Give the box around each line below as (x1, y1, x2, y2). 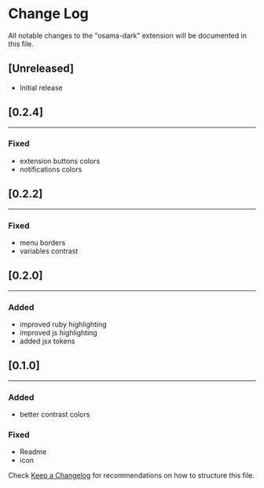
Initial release (19, 83, 63, 92)
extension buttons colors (19, 156, 101, 165)
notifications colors (19, 165, 82, 174)
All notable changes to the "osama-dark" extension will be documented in (8, 31, 247, 40)
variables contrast (19, 246, 79, 256)
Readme (19, 447, 47, 457)
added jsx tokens (19, 336, 75, 346)
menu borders (19, 238, 66, 247)
